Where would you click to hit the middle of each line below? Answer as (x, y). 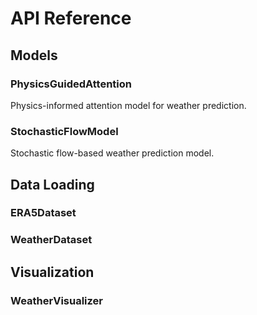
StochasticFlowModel (64, 131)
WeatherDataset (51, 240)
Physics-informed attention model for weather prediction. (128, 105)
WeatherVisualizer (56, 300)
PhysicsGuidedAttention (71, 84)
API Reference (71, 18)
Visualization (52, 272)
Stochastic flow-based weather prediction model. (112, 153)
